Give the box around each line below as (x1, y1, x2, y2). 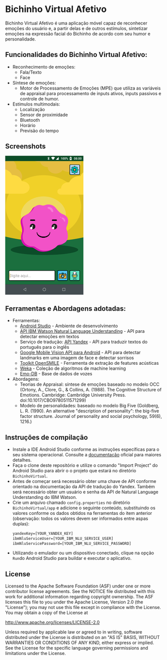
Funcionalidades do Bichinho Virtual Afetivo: (5, 51, 147, 59)
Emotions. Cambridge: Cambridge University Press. (19, 392, 126, 398)
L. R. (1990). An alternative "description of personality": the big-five (19, 408, 159, 414)
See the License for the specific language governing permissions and (5, 645, 148, 651)
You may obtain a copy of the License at (5, 609, 88, 615)
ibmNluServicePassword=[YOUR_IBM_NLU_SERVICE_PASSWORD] (12, 541, 131, 546)
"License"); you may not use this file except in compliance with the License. (5, 604, 161, 610)
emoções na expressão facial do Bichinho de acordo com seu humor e (5, 31, 151, 37)
